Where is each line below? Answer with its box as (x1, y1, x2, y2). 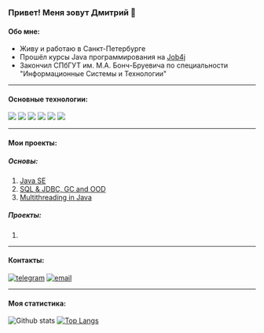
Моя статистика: (8, 298, 67, 308)
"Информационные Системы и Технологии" (19, 69, 167, 79)
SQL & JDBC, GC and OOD (19, 184, 106, 193)
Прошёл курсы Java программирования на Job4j (19, 53, 186, 62)
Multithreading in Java (19, 192, 93, 202)
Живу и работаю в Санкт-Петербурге (19, 44, 146, 53)
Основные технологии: (8, 94, 88, 104)
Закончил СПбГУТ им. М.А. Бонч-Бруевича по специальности (19, 60, 229, 70)
